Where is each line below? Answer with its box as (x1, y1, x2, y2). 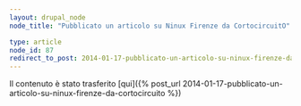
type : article (9, 37, 63, 46)
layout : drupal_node (9, 12, 87, 22)
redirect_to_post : (9, 54, 78, 63)
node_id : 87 (9, 45, 54, 54)
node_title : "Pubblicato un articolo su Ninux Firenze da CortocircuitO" (9, 21, 291, 30)
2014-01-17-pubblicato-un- (182, 78, 284, 89)
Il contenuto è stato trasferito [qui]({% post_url (9, 78, 181, 89)
